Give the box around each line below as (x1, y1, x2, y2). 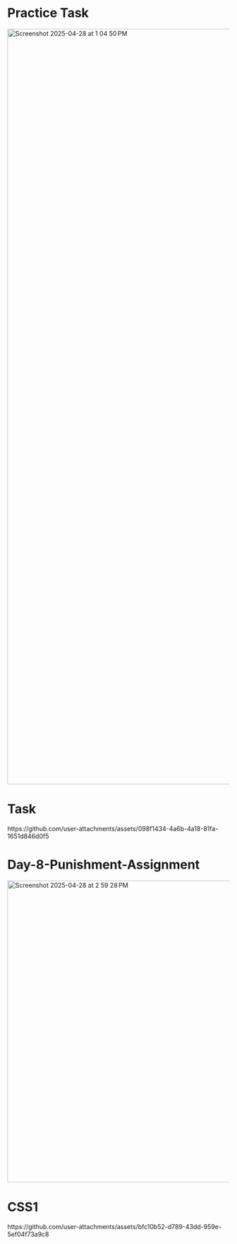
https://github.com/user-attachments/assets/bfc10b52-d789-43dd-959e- (7, 1222, 222, 1231)
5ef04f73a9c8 (7, 1230, 49, 1238)
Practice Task (7, 5, 90, 21)
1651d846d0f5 (7, 832, 49, 840)
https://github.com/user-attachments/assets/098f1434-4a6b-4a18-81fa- (7, 824, 219, 833)
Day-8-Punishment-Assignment (7, 857, 200, 873)
